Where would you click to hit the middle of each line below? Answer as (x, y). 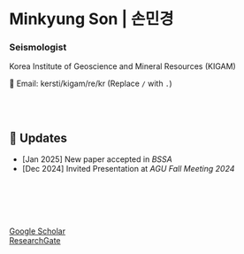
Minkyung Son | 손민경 (91, 19)
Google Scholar (38, 231)
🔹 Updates (38, 138)
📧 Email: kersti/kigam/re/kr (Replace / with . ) (91, 84)
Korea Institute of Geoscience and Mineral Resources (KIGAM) (122, 66)
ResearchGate (35, 241)
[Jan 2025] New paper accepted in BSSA (97, 159)
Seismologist (38, 48)
